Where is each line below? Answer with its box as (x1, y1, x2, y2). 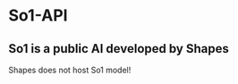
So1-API (8, 5, 68, 26)
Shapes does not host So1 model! (8, 64, 132, 75)
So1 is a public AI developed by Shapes (8, 41, 229, 56)
